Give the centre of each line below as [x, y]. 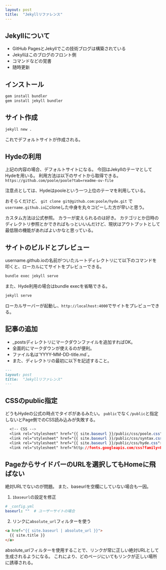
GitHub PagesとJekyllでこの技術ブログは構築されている [69, 49]
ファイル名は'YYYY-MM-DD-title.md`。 [52, 354]
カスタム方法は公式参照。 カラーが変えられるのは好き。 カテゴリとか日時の [82, 218]
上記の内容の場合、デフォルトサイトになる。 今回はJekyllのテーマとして [79, 169]
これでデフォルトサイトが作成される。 [44, 139]
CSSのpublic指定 [31, 401]
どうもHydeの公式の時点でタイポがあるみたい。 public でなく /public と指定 [82, 413]
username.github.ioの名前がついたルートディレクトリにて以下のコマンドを [81, 260]
